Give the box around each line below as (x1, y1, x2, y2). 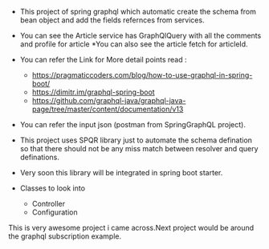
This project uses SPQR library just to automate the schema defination (19, 135, 253, 145)
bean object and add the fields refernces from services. (19, 15, 205, 25)
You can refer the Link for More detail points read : (19, 55, 187, 64)
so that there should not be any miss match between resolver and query (19, 144, 259, 153)
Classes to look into (19, 183, 86, 193)
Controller (31, 199, 66, 208)
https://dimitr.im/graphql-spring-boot (31, 87, 155, 97)
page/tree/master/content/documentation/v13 (31, 104, 184, 114)
